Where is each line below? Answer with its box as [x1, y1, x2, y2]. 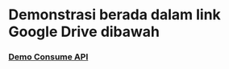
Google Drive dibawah [8, 22, 160, 41]
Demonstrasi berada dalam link [8, 6, 222, 24]
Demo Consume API [8, 51, 89, 63]
